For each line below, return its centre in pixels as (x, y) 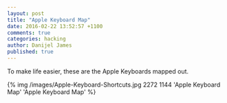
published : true (30, 52)
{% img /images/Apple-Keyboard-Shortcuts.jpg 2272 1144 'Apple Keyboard (114, 84)
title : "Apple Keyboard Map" (49, 20)
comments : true (29, 33)
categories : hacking (37, 39)
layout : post (26, 13)
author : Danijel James (40, 45)
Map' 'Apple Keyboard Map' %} (52, 92)
